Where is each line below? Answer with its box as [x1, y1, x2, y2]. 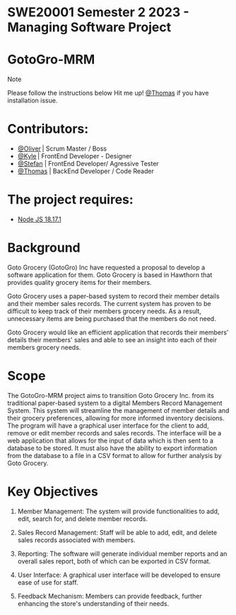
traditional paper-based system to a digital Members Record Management [7, 399, 223, 407]
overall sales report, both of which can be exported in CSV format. [17, 556, 211, 566]
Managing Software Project [7, 19, 172, 35]
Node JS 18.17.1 [17, 215, 61, 223]
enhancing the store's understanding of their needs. [17, 599, 170, 608]
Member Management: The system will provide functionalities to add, [17, 507, 220, 515]
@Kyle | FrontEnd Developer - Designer [17, 152, 132, 160]
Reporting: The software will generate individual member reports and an [17, 549, 228, 558]
